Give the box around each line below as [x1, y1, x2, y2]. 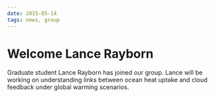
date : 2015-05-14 [7, 10, 57, 17]
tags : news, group [7, 16, 60, 23]
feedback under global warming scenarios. [7, 83, 130, 91]
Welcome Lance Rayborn [7, 46, 154, 62]
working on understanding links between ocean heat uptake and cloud [7, 76, 208, 84]
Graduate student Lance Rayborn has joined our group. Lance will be [7, 69, 203, 77]
